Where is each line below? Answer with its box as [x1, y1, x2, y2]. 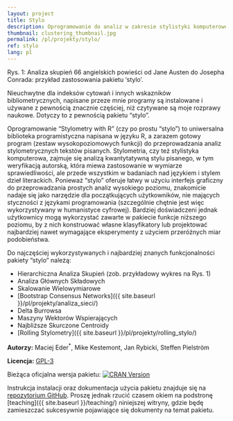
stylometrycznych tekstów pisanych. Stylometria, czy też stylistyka [7, 147, 199, 155]
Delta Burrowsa [17, 306, 62, 315]
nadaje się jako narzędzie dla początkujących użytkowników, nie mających [7, 190, 221, 199]
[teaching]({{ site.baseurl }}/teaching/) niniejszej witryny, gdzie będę [7, 398, 204, 406]
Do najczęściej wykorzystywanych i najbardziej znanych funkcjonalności [7, 248, 215, 257]
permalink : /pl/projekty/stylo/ [7, 36, 101, 43]
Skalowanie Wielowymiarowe [17, 284, 101, 292]
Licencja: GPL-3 [7, 356, 54, 365]
